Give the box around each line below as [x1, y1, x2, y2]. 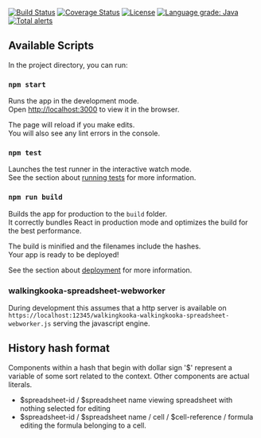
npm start [8, 80, 46, 89]
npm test [8, 148, 42, 158]
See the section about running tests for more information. [8, 173, 197, 182]
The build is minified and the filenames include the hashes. [8, 241, 201, 251]
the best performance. [8, 225, 82, 235]
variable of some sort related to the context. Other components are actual [8, 371, 250, 381]
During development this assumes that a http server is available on [8, 303, 227, 312]
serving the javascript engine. [53, 319, 150, 328]
